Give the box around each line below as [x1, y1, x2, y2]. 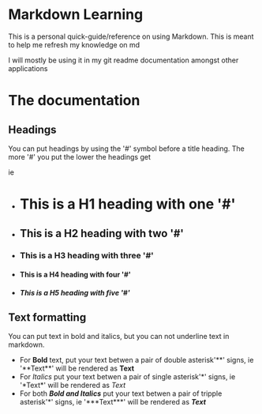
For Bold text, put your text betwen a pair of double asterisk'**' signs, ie [19, 356, 254, 365]
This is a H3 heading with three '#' [19, 250, 154, 262]
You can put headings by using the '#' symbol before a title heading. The [8, 144, 245, 153]
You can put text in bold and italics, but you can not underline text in [8, 332, 230, 341]
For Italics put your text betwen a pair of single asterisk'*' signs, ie [19, 372, 236, 382]
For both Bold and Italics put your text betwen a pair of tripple [19, 389, 223, 398]
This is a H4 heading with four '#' [19, 270, 132, 280]
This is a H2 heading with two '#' [19, 227, 184, 240]
